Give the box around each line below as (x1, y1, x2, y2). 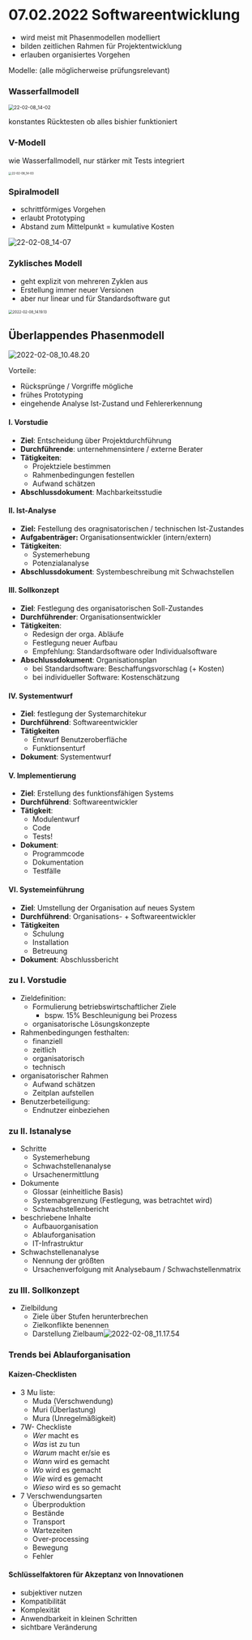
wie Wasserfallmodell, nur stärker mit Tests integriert (8, 156, 185, 165)
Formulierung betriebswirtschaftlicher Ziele (32, 1002, 177, 1011)
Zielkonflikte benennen (32, 1320, 109, 1330)
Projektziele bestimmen (32, 461, 111, 471)
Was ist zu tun (32, 1439, 80, 1449)
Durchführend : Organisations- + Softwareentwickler (19, 911, 196, 921)
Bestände (32, 1508, 65, 1518)
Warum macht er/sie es (32, 1448, 111, 1458)
